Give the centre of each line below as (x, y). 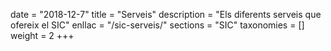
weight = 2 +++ (42, 35)
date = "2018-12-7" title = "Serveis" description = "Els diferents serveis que (166, 14)
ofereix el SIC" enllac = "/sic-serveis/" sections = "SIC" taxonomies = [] (157, 25)
